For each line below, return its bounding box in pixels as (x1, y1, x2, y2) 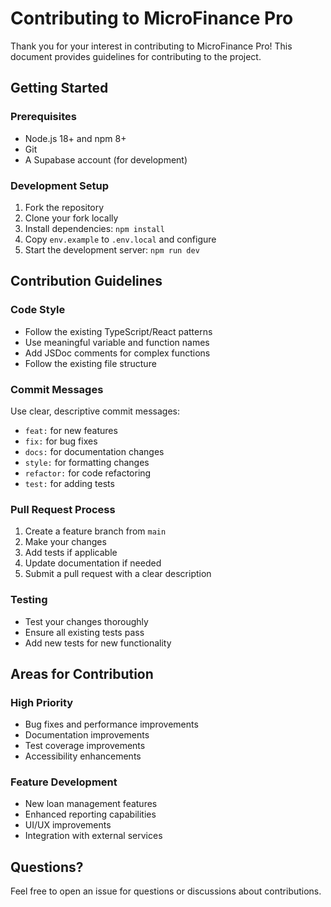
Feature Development (10, 775, 118, 789)
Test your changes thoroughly (24, 615, 149, 627)
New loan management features (24, 798, 158, 810)
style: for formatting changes (24, 456, 150, 468)
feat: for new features (24, 424, 118, 436)
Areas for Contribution (10, 665, 154, 682)
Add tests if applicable (24, 547, 118, 559)
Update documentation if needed (24, 557, 162, 569)
